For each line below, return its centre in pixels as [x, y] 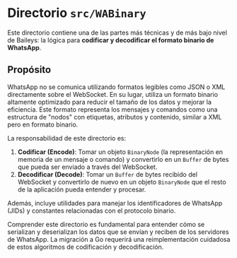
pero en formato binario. [43, 124]
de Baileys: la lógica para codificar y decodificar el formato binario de [111, 40]
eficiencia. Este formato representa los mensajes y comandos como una [112, 109]
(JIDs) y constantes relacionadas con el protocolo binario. [92, 211]
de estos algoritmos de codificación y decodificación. [86, 247]
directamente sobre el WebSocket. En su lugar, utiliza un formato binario [112, 94]
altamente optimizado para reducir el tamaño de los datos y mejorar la [110, 102]
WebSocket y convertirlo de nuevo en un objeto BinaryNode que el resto [122, 182]
